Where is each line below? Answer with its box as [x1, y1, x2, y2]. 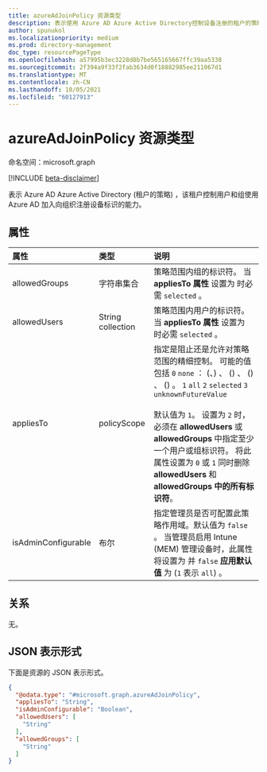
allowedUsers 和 [153, 469, 217, 479]
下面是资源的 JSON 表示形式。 [8, 667, 109, 677]
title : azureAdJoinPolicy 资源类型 [8, 11, 122, 20]
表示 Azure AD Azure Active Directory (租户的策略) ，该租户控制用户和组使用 [8, 190, 259, 200]
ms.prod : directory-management [8, 41, 112, 49]
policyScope [99, 418, 145, 429]
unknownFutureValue [153, 390, 228, 398]
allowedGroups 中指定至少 [153, 433, 254, 444]
